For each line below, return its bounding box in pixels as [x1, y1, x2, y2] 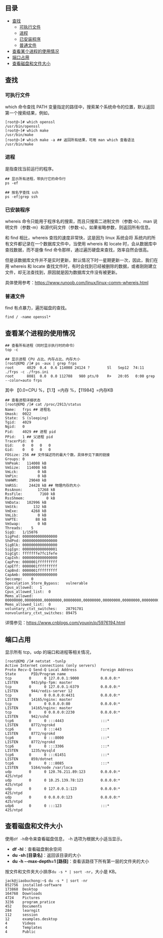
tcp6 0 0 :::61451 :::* [5, 752, 110, 757]
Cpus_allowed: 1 [5, 585, 42, 590]
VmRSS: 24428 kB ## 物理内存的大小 [5, 483, 81, 488]
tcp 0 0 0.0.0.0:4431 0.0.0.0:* [5, 693, 120, 698]
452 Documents [5, 904, 42, 909]
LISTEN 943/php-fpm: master [5, 680, 73, 685]
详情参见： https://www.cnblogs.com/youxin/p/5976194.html [5, 620, 126, 626]
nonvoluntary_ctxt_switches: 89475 [5, 611, 77, 615]
